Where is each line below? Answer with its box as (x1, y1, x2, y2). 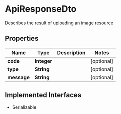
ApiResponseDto (5, 3, 77, 15)
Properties (5, 34, 39, 43)
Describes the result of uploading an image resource (5, 20, 114, 26)
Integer (34, 57, 52, 64)
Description (57, 49, 86, 56)
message (7, 74, 30, 81)
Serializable (12, 104, 37, 110)
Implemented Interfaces (5, 91, 82, 99)
